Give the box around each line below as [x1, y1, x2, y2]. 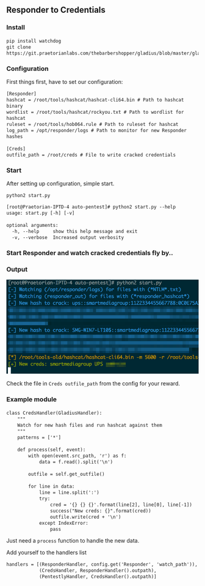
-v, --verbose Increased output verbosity [12, 235, 124, 241]
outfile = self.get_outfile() [28, 471, 105, 477]
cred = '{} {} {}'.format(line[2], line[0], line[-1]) [49, 502, 192, 508]
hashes [6, 133, 23, 139]
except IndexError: [38, 520, 88, 526]
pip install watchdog [6, 38, 62, 44]
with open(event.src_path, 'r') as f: [28, 453, 127, 459]
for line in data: [28, 483, 75, 489]
